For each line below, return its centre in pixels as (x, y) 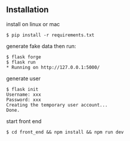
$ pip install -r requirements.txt (50, 35)
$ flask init (22, 89)
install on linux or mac (33, 24)
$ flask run (21, 62)
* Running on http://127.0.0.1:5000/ (53, 67)
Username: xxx (24, 95)
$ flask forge (24, 57)
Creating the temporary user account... (57, 105)
